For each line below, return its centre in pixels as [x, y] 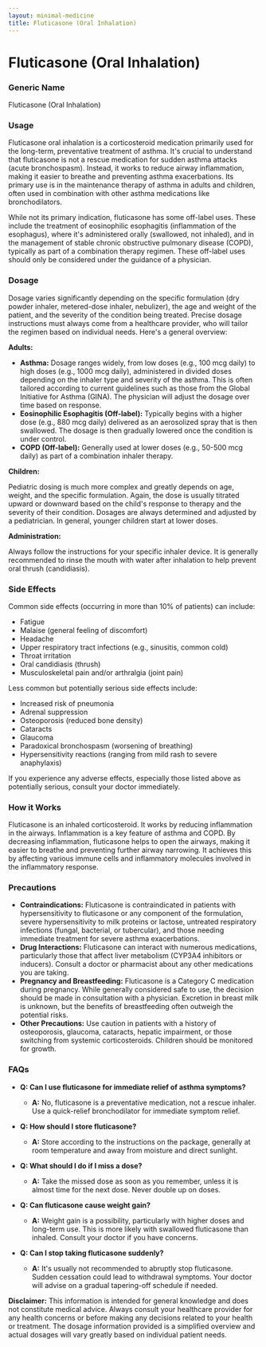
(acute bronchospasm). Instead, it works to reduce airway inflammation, [126, 168]
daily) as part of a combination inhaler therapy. [96, 456]
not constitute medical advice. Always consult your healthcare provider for [131, 1309]
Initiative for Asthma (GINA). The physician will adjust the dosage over [135, 396]
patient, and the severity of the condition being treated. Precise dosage [125, 315]
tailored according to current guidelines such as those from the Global [135, 388]
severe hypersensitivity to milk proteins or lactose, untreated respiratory [138, 922]
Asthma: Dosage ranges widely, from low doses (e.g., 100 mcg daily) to [137, 363]
